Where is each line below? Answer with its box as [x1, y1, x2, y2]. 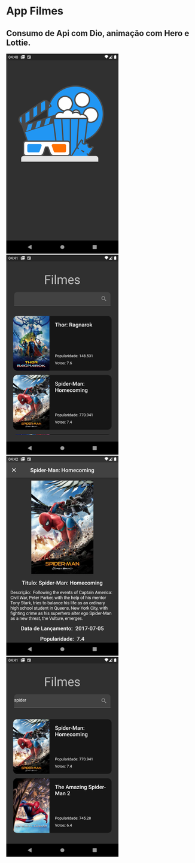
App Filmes [6, 4, 64, 18]
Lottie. [6, 37, 31, 47]
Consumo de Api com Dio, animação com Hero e [6, 28, 190, 38]
